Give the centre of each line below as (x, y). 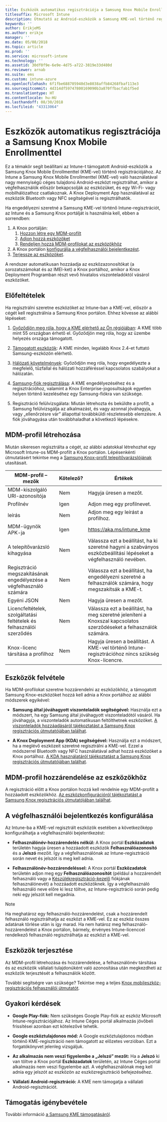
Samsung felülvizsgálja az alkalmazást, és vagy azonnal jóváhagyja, (82, 408)
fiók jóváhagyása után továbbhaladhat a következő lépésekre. (76, 419)
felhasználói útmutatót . (56, 988)
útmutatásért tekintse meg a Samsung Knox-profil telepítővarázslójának (79, 457)
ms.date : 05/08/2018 (27, 42)
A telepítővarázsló (29, 547)
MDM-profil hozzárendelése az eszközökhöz (76, 777)
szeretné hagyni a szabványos (123, 547)
